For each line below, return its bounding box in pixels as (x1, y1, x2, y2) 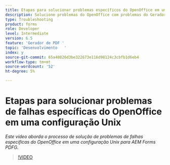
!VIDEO (17, 154, 33, 160)
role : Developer (5, 26, 39, 31)
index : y (5, 50, 24, 55)
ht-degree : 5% (5, 69, 35, 74)
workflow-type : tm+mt (5, 59, 51, 64)
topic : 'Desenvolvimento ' (5, 45, 67, 50)
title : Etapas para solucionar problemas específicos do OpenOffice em (5, 7, 159, 13)
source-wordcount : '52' (5, 64, 56, 69)
